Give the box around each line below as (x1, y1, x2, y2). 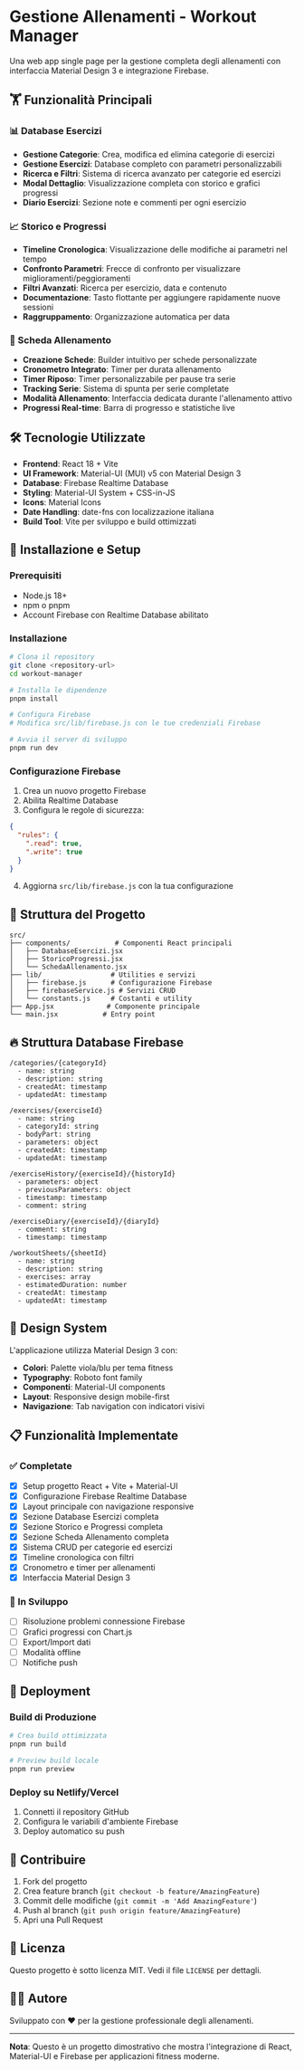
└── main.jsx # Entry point (9, 1010, 156, 1019)
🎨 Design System (9, 1321, 108, 1336)
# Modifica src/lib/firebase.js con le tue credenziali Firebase (9, 719, 261, 728)
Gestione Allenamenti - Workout (9, 6, 257, 27)
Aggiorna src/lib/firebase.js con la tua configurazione (22, 881, 233, 892)
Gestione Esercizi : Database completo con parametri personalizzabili (22, 158, 282, 169)
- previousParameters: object (17, 1186, 131, 1195)
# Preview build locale (9, 1756, 100, 1766)
